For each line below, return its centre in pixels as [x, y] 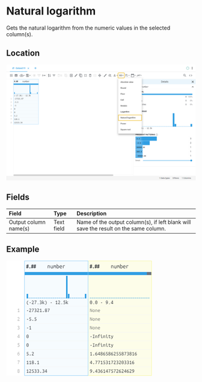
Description [92, 214]
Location [23, 53]
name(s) [19, 229]
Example [23, 250]
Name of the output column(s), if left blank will [134, 222]
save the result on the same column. [121, 229]
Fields [18, 197]
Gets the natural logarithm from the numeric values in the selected [88, 28]
